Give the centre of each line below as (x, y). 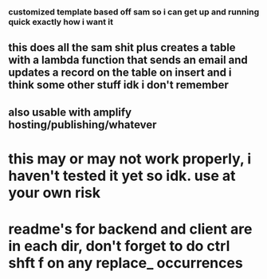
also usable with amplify (70, 112)
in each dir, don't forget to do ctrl (119, 246)
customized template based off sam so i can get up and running (134, 12)
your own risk (55, 193)
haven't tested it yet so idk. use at (122, 176)
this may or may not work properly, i (130, 159)
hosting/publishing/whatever (82, 125)
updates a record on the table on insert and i (120, 73)
